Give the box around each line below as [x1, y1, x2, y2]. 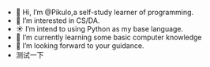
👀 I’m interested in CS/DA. [15, 16, 100, 25]
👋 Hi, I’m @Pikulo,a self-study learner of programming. [15, 8, 194, 17]
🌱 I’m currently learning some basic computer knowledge [15, 32, 202, 42]
